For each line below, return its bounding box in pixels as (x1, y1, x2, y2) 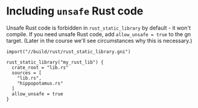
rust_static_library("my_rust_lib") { (6, 59, 104, 65)
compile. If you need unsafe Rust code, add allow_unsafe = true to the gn (6, 30, 191, 37)
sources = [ (11, 69, 42, 76)
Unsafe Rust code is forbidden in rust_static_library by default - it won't (6, 24, 191, 31)
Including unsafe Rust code (6, 4, 144, 18)
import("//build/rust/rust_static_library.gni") (6, 48, 131, 55)
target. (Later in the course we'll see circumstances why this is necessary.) (6, 37, 193, 44)
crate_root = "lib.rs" (11, 65, 69, 71)
